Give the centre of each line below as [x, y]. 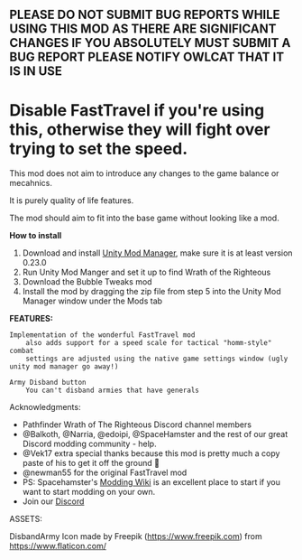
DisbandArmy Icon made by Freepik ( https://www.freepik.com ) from [136, 537]
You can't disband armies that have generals [113, 391]
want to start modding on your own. [89, 492]
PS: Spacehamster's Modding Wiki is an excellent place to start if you [151, 482]
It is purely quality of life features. [72, 201]
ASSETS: [26, 519]
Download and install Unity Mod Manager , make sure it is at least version [157, 253]
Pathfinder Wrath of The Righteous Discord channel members [137, 425]
